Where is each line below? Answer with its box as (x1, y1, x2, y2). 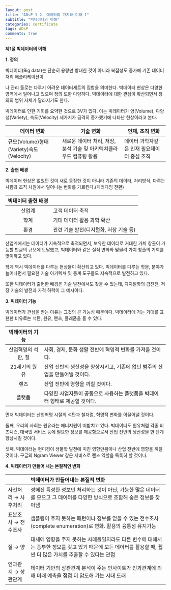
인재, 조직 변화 (127, 128, 160, 135)
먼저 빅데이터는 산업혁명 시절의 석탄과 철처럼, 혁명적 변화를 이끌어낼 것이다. (5, 411, 155, 418)
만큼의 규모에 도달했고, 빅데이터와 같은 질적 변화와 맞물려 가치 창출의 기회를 (14, 247, 164, 252)
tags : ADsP (5, 26, 28, 32)
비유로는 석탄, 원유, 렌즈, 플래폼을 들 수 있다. (14, 315, 103, 321)
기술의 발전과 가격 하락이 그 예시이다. (10, 287, 84, 293)
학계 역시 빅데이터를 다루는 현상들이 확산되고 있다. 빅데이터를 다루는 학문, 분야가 (5, 264, 164, 270)
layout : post (5, 7, 33, 13)
